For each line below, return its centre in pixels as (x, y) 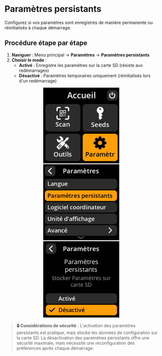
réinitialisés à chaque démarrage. (38, 27)
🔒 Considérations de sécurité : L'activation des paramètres (76, 325)
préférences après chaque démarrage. (55, 348)
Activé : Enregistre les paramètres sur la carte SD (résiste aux (81, 65)
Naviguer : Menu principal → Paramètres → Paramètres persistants (81, 55)
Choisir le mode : (29, 60)
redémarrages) (34, 70)
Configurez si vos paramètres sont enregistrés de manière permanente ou (79, 22)
